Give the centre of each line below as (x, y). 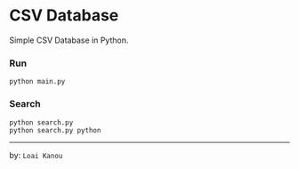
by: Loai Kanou (36, 155)
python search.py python (55, 130)
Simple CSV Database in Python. (69, 40)
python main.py (37, 82)
